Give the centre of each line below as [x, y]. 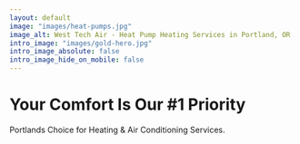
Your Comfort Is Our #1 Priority [128, 105]
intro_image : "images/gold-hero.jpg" [81, 43]
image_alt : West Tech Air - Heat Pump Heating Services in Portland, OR [150, 34]
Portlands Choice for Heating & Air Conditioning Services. [117, 130]
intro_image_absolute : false [65, 52]
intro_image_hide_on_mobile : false [77, 60]
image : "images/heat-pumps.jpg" [70, 26]
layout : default [40, 18]
